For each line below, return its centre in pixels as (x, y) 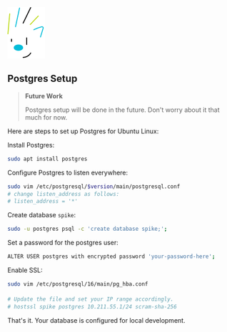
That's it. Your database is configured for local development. (96, 320)
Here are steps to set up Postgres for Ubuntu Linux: (83, 131)
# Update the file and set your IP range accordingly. (91, 299)
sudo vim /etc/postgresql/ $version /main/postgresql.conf (94, 186)
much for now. (46, 117)
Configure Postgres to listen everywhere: (68, 172)
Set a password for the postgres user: (63, 243)
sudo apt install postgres (47, 159)
